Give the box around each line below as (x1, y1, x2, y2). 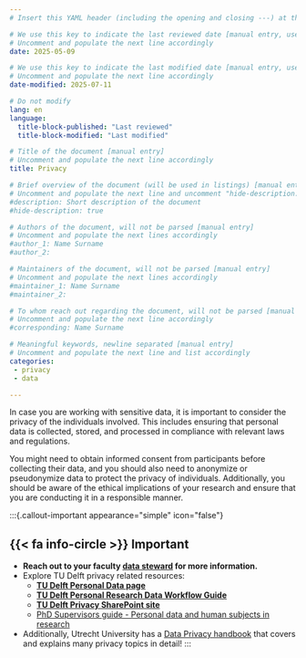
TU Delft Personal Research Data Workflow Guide (36, 590, 228, 601)
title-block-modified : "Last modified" (17, 131, 169, 140)
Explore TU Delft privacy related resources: (22, 570, 185, 581)
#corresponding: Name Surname (9, 323, 125, 333)
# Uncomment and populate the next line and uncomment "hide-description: (9, 189, 300, 198)
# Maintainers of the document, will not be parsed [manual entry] (9, 265, 271, 274)
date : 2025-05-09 (9, 47, 76, 56)
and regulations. (9, 435, 71, 447)
